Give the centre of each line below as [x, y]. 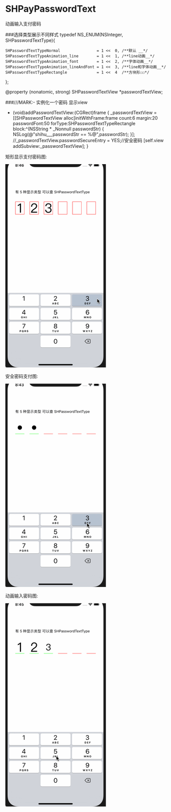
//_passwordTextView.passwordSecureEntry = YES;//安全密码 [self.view [88, 140]
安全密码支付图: [22, 376]
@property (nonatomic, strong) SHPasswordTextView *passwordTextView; [84, 92]
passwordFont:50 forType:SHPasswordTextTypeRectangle [74, 123]
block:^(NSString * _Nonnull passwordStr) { [58, 129]
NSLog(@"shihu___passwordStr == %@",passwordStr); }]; [74, 134]
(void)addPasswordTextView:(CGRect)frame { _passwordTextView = [85, 112]
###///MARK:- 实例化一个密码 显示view [46, 102]
